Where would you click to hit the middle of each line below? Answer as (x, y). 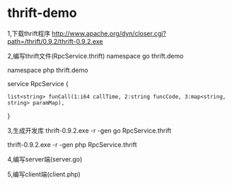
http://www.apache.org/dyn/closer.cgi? (109, 33)
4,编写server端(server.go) (45, 159)
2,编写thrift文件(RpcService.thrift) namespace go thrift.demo (95, 56)
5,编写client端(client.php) (44, 174)
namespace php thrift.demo (48, 70)
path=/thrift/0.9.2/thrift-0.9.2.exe (55, 41)
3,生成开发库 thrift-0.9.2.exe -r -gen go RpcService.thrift (89, 130)
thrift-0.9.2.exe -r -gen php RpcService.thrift (72, 144)
